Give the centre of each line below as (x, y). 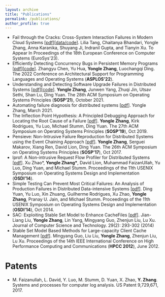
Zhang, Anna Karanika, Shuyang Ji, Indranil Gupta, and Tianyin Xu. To (83, 48)
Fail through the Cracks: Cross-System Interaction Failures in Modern (82, 37)
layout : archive (22, 10)
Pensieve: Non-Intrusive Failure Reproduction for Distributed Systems (83, 137)
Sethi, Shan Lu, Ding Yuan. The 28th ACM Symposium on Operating (81, 95)
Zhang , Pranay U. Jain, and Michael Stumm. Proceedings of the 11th (81, 199)
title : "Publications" (28, 14)
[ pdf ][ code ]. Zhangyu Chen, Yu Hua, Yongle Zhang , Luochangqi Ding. (83, 69)
